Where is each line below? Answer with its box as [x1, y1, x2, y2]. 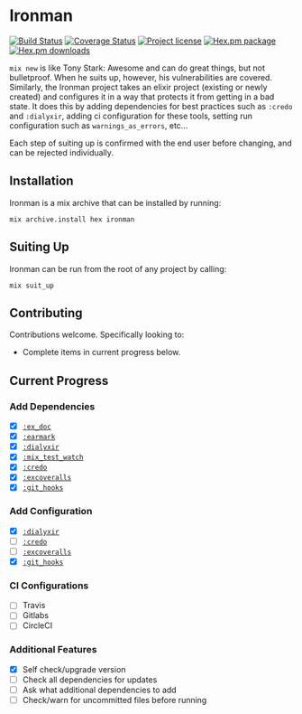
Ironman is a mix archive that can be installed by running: [9, 197, 222, 208]
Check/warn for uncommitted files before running [22, 695, 207, 706]
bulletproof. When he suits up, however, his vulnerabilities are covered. [9, 71, 273, 82]
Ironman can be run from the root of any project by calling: [9, 263, 227, 274]
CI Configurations [9, 579, 89, 592]
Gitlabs [22, 610, 50, 621]
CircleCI [22, 620, 52, 631]
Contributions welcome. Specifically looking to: [9, 329, 185, 340]
